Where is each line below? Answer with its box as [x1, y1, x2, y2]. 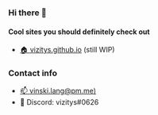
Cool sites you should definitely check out [8, 27, 150, 36]
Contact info [8, 67, 58, 79]
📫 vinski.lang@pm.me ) [19, 86, 97, 96]
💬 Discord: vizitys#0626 [19, 98, 99, 107]
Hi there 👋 [8, 7, 48, 18]
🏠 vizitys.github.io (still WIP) [19, 45, 115, 55]
